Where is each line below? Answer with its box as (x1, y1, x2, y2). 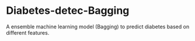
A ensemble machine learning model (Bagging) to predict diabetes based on (6, 23, 190, 30)
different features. (6, 29, 50, 36)
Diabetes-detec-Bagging (6, 4, 130, 17)
